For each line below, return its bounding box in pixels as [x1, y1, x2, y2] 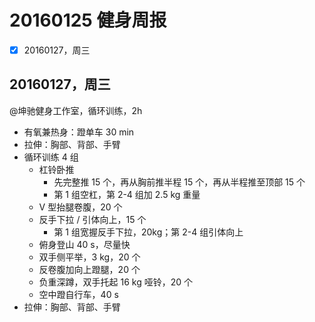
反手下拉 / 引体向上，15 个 [38, 213, 147, 225]
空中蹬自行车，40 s [38, 288, 119, 300]
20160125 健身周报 [9, 9, 167, 32]
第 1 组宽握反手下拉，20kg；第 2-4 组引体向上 [53, 226, 244, 238]
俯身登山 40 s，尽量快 [38, 238, 131, 250]
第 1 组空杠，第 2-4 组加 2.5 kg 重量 [53, 188, 201, 200]
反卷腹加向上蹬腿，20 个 [38, 263, 141, 275]
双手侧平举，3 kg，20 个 [38, 251, 141, 263]
